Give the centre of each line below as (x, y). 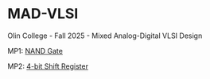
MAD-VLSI (43, 14)
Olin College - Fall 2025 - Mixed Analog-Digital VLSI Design (105, 36)
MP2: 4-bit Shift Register (48, 66)
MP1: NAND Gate (35, 51)
